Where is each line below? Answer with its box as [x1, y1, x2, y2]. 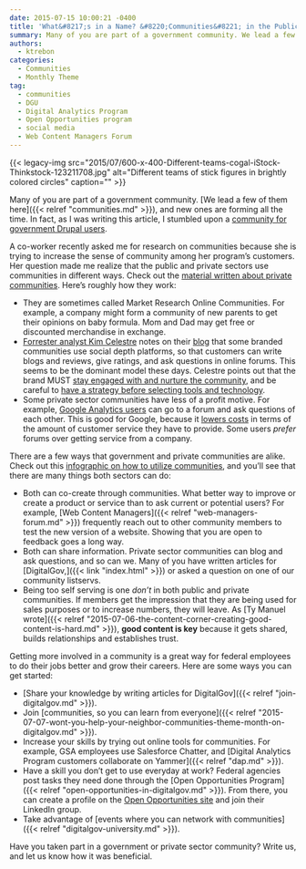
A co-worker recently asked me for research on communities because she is [9, 241, 297, 252]
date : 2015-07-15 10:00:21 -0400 [9, 13, 137, 23]
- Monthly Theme [17, 73, 79, 82]
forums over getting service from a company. [22, 432, 193, 443]
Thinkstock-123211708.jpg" [9, 166, 111, 178]
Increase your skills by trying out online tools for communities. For [22, 736, 270, 747]
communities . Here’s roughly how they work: [9, 279, 177, 290]
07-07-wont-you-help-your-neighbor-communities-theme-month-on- [22, 717, 285, 728]
